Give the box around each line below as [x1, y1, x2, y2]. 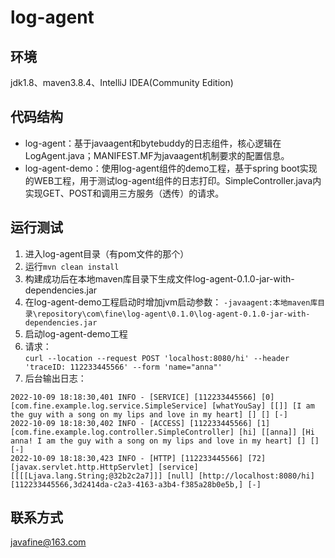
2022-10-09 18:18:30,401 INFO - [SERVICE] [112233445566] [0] [10, 392, 275, 402]
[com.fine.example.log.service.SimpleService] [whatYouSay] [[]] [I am [10, 401, 315, 411]
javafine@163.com [10, 536, 87, 548]
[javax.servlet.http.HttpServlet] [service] [10, 462, 199, 472]
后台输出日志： [24, 372, 87, 384]
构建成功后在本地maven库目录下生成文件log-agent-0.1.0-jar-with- [24, 272, 295, 285]
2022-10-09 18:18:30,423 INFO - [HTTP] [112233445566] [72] [10, 453, 267, 463]
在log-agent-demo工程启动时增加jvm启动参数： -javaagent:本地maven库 [24, 296, 318, 308]
